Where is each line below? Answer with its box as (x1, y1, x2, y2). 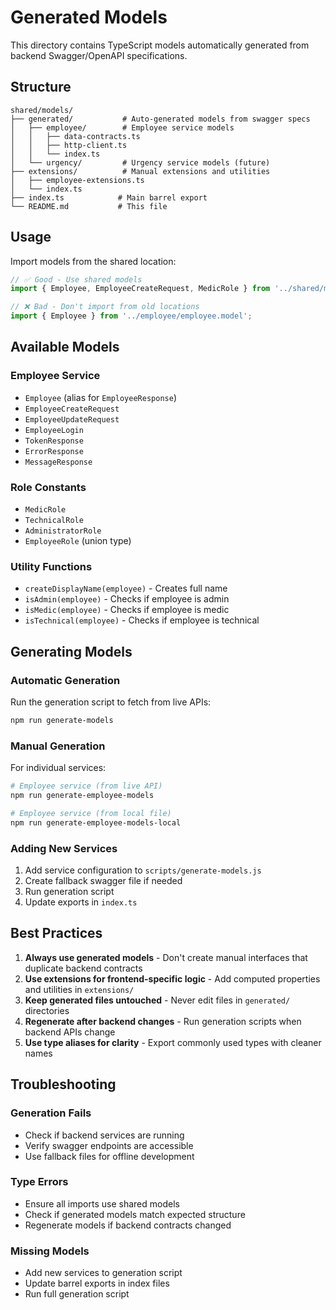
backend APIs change (24, 1026, 116, 1038)
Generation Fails (10, 1106, 92, 1120)
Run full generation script (24, 1288, 130, 1300)
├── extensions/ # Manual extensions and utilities (10, 166, 271, 176)
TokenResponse (24, 436, 84, 446)
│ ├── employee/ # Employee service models (10, 122, 235, 133)
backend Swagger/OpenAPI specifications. (10, 49, 188, 61)
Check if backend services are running (24, 1129, 185, 1141)
